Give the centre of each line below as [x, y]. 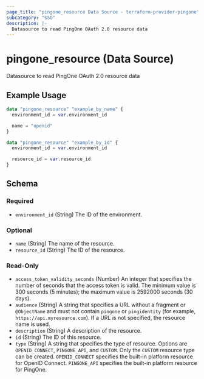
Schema [22, 184]
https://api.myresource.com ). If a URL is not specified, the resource [100, 318]
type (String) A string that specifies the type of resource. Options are [101, 344]
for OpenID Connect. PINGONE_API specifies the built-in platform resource [106, 363]
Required [20, 201]
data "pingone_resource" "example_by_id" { [62, 143]
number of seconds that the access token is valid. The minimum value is [105, 285]
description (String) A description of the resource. [78, 331]
